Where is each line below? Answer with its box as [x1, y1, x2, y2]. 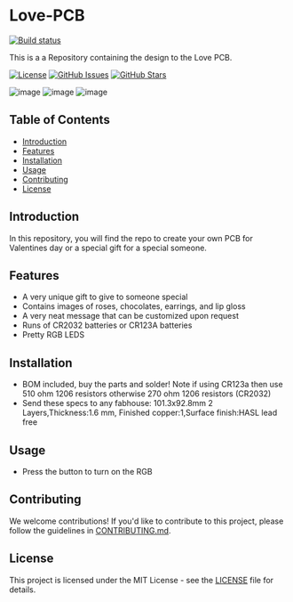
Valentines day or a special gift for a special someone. [9, 242, 207, 253]
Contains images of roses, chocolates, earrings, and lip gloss [21, 301, 246, 312]
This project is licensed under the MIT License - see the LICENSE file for [9, 574, 273, 585]
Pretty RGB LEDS [21, 329, 85, 340]
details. [9, 584, 36, 595]
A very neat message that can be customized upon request [21, 311, 240, 321]
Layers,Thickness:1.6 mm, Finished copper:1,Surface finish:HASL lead [21, 407, 278, 419]
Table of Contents [9, 112, 111, 127]
